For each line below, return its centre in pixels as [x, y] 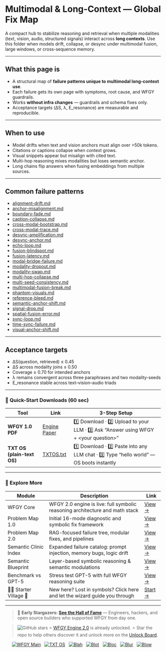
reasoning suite [67, 581]
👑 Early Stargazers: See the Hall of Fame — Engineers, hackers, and [87, 612]
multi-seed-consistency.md [40, 282]
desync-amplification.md [38, 235]
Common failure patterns [44, 191]
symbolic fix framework [76, 524]
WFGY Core [21, 507]
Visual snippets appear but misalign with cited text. [64, 155]
